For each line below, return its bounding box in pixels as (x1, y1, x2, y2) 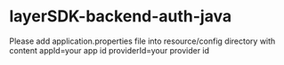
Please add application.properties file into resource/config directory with (9, 36, 276, 46)
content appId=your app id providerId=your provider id (9, 45, 210, 55)
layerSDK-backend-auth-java (9, 6, 232, 27)
